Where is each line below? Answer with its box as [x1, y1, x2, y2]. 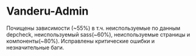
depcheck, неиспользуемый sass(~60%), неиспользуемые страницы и [6, 30, 191, 38]
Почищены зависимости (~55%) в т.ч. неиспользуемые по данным [6, 24, 181, 32]
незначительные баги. [6, 44, 65, 51]
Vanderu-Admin [6, 4, 89, 18]
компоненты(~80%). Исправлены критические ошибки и [6, 37, 155, 44]
